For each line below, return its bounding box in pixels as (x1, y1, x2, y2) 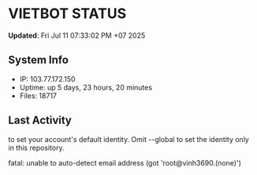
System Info (8, 53, 69, 67)
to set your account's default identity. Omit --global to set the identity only (8, 134, 250, 144)
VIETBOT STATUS (8, 5, 127, 23)
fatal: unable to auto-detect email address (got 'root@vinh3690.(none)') (8, 158, 242, 167)
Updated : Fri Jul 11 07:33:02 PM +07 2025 (8, 31, 146, 40)
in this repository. (8, 143, 65, 152)
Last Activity (8, 114, 73, 127)
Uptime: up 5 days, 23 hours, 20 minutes (19, 82, 152, 92)
